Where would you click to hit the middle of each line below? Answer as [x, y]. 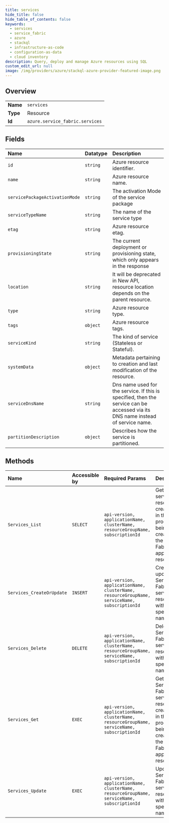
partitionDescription [33, 437]
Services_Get [23, 720]
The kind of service [135, 337]
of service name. [132, 422]
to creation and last [135, 364]
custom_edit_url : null [29, 66]
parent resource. [132, 299]
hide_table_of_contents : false [38, 19]
